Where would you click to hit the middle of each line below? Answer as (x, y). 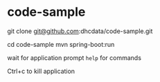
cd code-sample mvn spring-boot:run (61, 44)
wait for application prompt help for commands (74, 58)
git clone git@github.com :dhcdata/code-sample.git (80, 31)
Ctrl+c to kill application (41, 71)
